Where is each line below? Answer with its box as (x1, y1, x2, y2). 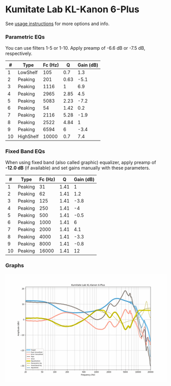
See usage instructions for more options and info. (5, 21, 110, 27)
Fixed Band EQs (5, 148, 45, 155)
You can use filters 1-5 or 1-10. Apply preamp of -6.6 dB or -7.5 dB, (5, 45, 146, 51)
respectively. (5, 50, 32, 57)
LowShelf (17, 69, 38, 75)
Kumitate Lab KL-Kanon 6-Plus (5, 4, 140, 15)
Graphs (5, 262, 24, 269)
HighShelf (17, 133, 39, 139)
